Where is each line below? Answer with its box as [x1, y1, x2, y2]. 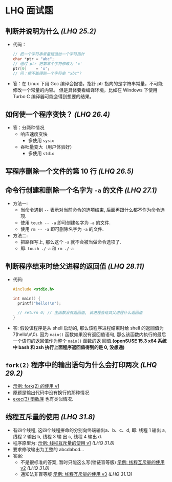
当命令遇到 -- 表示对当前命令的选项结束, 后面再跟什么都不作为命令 [20, 207, 160, 213]
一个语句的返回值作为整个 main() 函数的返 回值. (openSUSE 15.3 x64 [12, 338, 157, 344]
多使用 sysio [28, 137, 55, 144]
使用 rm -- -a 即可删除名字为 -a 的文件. [20, 226, 104, 232]
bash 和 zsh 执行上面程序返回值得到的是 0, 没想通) [18, 344, 125, 350]
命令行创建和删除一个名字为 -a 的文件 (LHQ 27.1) [5, 186, 157, 194]
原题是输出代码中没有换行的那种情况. [12, 390, 91, 396]
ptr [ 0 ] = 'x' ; [12, 66, 50, 71]
